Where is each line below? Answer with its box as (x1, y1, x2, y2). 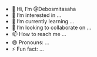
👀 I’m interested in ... (11, 12, 62, 19)
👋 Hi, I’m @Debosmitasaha (11, 6, 76, 12)
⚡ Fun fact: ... (11, 45, 44, 52)
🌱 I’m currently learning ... (11, 18, 75, 24)
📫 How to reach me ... (11, 31, 66, 37)
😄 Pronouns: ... (11, 39, 50, 46)
